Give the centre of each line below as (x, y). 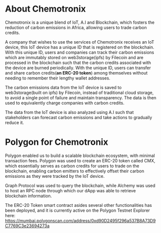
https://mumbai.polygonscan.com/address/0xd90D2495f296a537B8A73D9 (80, 220)
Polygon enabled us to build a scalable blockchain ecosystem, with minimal (80, 155)
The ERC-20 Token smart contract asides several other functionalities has (79, 205)
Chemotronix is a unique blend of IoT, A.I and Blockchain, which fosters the (80, 22)
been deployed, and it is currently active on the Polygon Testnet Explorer (78, 210)
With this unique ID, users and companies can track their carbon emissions (80, 52)
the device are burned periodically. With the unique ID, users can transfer (78, 68)
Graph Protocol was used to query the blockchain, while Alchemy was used (80, 186)
